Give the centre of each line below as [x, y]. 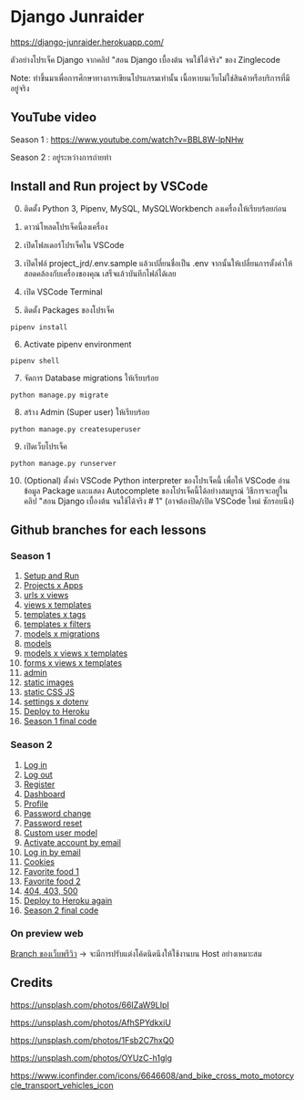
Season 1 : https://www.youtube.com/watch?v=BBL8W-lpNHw [127, 140]
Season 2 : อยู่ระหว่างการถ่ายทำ [61, 157]
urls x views [46, 596]
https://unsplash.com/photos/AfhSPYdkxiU [91, 1022]
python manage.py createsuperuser [76, 429]
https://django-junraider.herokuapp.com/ [87, 42]
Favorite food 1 [51, 871]
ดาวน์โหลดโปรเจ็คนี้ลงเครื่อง [66, 226]
